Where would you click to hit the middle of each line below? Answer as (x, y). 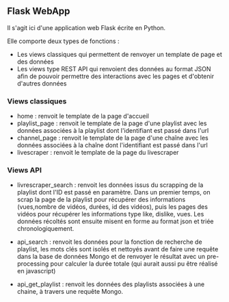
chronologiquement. (45, 229)
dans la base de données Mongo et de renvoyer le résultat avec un (111, 257)
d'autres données (42, 83)
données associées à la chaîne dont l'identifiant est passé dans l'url (112, 145)
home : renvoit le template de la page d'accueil (83, 116)
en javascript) (36, 271)
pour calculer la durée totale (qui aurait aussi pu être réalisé (134, 264)
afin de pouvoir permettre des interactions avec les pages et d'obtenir (115, 76)
